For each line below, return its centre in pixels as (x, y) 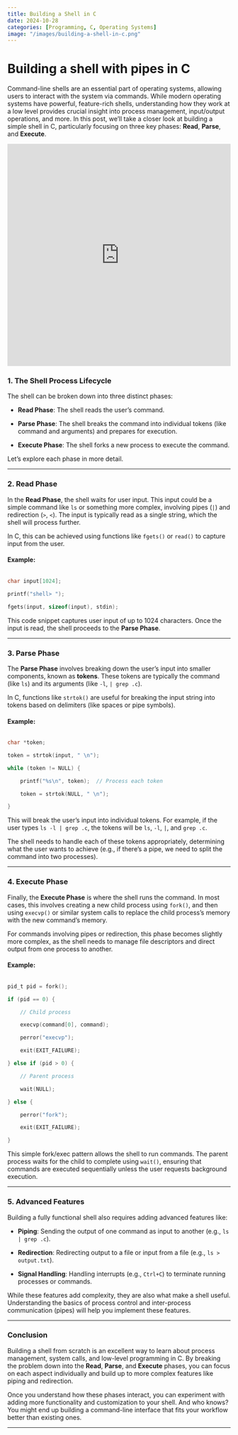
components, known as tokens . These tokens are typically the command (114, 676)
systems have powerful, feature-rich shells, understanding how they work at (119, 104)
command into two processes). (52, 857)
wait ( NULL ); (38, 1089)
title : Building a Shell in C (52, 14)
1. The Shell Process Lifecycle (59, 381)
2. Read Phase (33, 484)
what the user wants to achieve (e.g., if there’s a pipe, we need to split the (115, 849)
